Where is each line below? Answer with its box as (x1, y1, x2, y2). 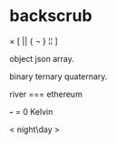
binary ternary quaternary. (9, 70, 108, 82)
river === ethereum (9, 88, 83, 99)
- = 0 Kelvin (9, 106, 53, 117)
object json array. (9, 53, 74, 64)
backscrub (9, 5, 92, 26)
